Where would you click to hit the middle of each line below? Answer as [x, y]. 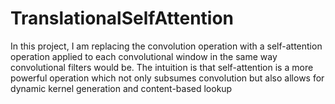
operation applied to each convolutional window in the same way [144, 56]
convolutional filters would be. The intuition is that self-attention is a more [162, 67]
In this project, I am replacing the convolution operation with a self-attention [166, 46]
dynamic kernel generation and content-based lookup [121, 88]
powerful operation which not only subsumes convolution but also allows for [167, 78]
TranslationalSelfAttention [122, 18]
